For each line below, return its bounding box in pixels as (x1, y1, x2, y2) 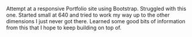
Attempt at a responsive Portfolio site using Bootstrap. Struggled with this (6, 5, 187, 12)
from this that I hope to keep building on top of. (6, 24, 122, 31)
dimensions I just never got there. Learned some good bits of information (6, 18, 186, 24)
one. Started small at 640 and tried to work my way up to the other (6, 11, 170, 18)
